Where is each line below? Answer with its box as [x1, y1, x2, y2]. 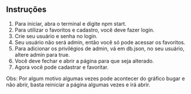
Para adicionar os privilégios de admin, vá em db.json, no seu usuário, [14, 45, 185, 52]
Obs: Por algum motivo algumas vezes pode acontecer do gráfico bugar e [6, 75, 185, 82]
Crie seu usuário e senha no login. [14, 32, 98, 40]
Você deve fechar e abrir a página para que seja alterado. [14, 57, 155, 64]
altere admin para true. [14, 51, 71, 58]
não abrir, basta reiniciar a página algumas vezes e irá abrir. [6, 81, 150, 88]
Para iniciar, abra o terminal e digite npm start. [14, 20, 127, 27]
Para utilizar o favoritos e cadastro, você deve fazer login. [14, 26, 155, 33]
